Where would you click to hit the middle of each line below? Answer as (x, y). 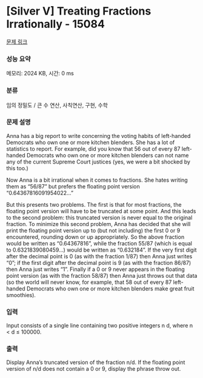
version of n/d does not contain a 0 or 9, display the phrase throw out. (94, 369)
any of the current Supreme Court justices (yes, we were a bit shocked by (98, 162)
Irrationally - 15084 (55, 24)
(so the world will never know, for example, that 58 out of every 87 (89, 282)
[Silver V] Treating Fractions (79, 11)
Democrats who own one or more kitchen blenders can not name (108, 155)
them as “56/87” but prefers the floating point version (73, 186)
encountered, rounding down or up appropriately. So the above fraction (95, 237)
